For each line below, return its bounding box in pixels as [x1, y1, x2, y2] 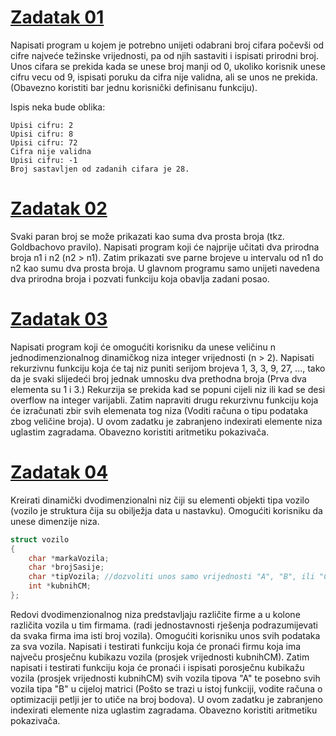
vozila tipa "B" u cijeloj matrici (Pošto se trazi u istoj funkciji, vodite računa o [10, 682, 323, 695]
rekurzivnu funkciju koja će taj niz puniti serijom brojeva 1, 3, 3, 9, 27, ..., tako [10, 362, 326, 374]
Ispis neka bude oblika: [10, 101, 106, 113]
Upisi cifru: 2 [10, 120, 74, 130]
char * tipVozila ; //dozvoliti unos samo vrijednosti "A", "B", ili [28, 572, 315, 582]
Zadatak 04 [10, 461, 109, 483]
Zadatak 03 [10, 308, 108, 331]
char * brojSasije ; [28, 562, 105, 573]
